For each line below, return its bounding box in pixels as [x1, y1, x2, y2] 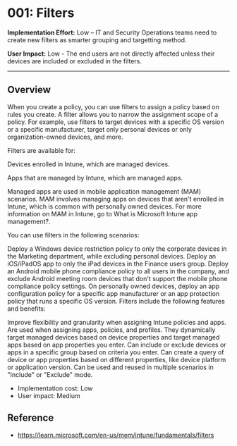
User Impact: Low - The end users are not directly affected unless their [7, 49, 215, 58]
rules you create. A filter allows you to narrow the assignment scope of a [7, 110, 219, 118]
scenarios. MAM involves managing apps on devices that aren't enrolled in [7, 194, 224, 203]
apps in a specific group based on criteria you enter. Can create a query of [7, 347, 224, 357]
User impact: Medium [17, 391, 81, 399]
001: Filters [7, 5, 75, 21]
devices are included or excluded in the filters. [7, 56, 142, 65]
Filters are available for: [7, 146, 75, 154]
